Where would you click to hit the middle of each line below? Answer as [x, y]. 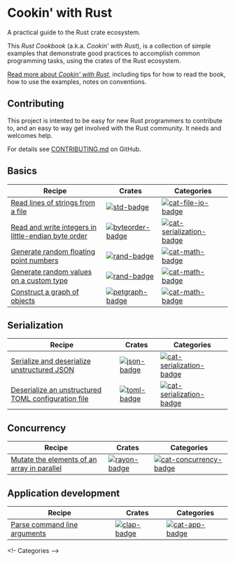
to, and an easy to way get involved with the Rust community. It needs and [114, 128]
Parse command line [44, 525]
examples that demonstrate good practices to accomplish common [104, 53]
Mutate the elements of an [54, 460]
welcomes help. [30, 135]
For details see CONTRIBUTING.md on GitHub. [74, 149]
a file [19, 211]
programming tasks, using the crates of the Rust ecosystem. [94, 60]
